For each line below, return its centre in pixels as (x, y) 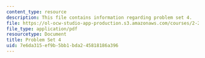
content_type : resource (37, 12)
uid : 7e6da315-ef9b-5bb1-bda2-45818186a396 (63, 46)
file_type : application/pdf (42, 29)
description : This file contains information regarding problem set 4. (99, 18)
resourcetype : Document (37, 34)
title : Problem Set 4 (34, 40)
